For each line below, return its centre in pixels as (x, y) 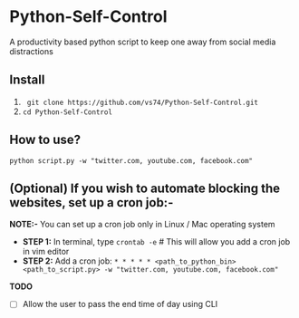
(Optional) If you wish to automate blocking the (145, 188)
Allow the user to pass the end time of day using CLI (120, 304)
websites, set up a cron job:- (92, 202)
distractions (32, 51)
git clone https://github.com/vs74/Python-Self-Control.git (143, 102)
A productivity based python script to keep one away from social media (143, 42)
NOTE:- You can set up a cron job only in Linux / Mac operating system (142, 225)
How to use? (45, 140)
